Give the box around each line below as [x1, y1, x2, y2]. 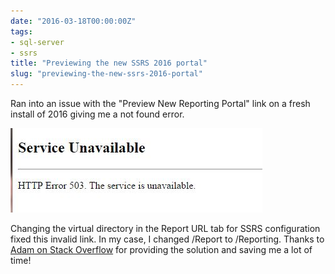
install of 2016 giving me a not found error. [10, 108, 185, 120]
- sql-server [10, 37, 65, 47]
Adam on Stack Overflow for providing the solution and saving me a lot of [10, 244, 313, 255]
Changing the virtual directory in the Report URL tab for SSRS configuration [10, 223, 321, 234]
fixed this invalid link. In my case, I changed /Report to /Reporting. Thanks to [10, 233, 325, 245]
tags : [10, 26, 33, 37]
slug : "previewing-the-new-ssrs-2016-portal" [10, 69, 203, 79]
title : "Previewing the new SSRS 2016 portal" [10, 58, 208, 69]
